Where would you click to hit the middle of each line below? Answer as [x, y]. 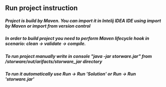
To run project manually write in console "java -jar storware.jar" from [79, 56]
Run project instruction [41, 8]
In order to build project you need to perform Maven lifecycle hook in [77, 39]
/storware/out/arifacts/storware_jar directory [54, 61]
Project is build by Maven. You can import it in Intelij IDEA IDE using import [83, 21]
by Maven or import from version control [48, 26]
